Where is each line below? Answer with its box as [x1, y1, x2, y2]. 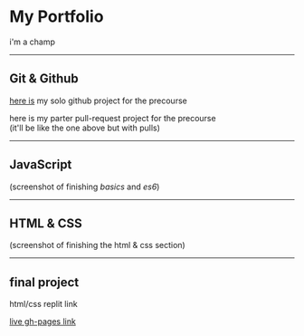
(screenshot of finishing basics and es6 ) [9, 181, 160, 192]
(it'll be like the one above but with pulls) [9, 122, 161, 133]
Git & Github [9, 71, 79, 87]
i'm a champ [9, 36, 56, 47]
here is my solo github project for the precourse [9, 95, 187, 106]
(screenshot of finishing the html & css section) [9, 240, 185, 251]
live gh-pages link [9, 316, 77, 327]
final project [9, 274, 80, 290]
